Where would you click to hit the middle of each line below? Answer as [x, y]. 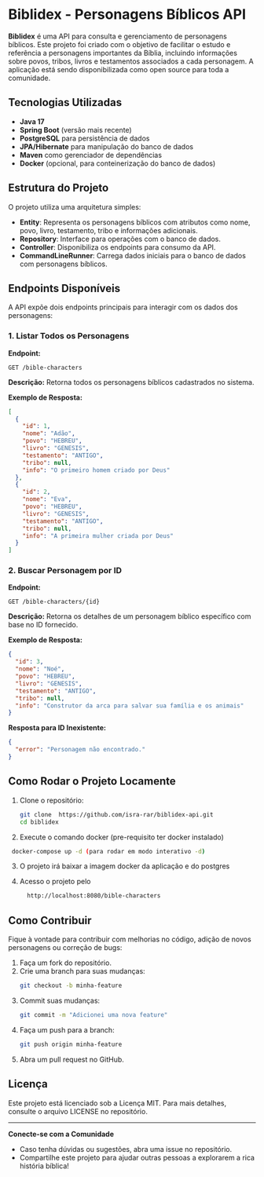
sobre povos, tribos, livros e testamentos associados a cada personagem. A [131, 61]
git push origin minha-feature [71, 1044]
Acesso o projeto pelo [55, 882]
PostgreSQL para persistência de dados [84, 138]
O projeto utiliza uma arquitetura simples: [75, 207]
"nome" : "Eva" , [47, 499]
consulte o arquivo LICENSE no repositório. [78, 1111]
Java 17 [32, 121]
